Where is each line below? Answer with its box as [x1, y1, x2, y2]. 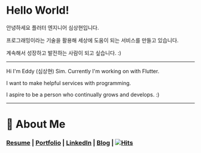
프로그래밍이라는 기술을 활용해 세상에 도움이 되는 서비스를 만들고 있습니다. [6, 36, 179, 43]
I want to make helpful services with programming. [6, 79, 132, 86]
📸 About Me [6, 117, 66, 131]
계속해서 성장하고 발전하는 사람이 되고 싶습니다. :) [6, 49, 121, 57]
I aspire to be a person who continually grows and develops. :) [6, 90, 160, 98]
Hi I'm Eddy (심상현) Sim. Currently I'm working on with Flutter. [6, 67, 160, 74]
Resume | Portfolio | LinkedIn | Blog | [6, 139, 114, 147]
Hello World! [6, 4, 69, 17]
